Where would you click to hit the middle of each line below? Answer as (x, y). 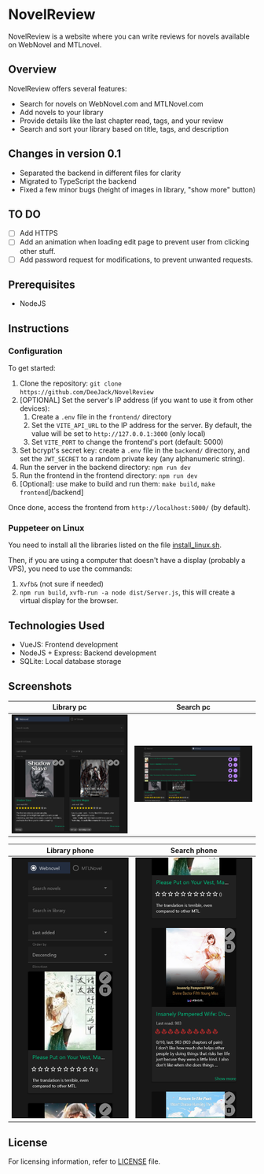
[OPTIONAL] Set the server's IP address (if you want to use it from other (136, 401)
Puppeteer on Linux (46, 527)
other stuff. (37, 251)
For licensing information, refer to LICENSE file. (84, 1161)
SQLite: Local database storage (70, 662)
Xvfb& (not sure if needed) (62, 584)
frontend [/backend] (51, 492)
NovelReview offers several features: (68, 88)
